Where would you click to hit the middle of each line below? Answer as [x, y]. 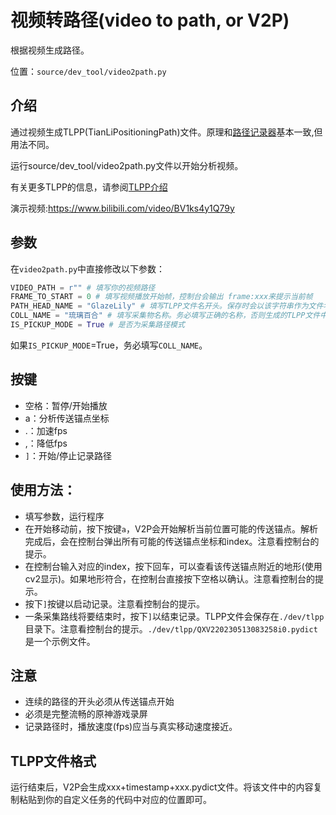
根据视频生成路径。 [50, 50]
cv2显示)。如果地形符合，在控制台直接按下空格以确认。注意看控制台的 [170, 578]
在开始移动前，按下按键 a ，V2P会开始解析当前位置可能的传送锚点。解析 [171, 528]
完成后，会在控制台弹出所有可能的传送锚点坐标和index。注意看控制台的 [172, 541]
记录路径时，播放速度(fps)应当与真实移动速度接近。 [131, 727]
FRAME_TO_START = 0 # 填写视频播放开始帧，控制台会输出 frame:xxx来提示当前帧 [161, 297]
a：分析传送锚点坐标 [67, 418]
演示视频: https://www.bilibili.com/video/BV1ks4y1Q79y [122, 208]
